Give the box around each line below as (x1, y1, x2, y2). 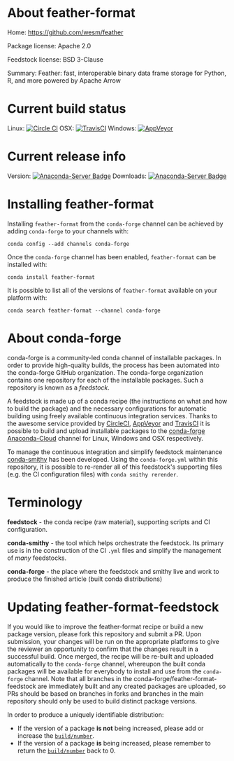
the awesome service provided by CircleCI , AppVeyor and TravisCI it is (7, 419, 211, 427)
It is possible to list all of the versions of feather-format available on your (7, 286, 218, 294)
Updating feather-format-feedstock (7, 599, 219, 615)
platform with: (7, 293, 47, 302)
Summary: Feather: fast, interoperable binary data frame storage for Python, (7, 69, 227, 77)
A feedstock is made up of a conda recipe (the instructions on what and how (7, 397, 228, 405)
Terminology (7, 494, 82, 510)
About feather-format (7, 5, 136, 21)
